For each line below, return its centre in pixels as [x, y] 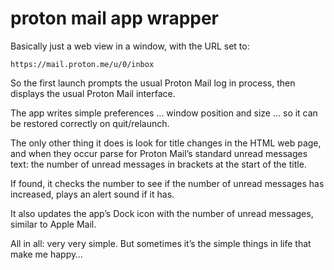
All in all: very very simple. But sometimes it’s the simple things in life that [161, 243]
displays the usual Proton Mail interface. [93, 93]
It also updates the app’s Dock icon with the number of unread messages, [162, 213]
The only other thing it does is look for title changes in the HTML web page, [166, 143]
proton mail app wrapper [115, 18]
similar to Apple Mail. [53, 224]
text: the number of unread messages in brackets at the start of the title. [158, 164]
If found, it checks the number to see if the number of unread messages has [167, 183]
